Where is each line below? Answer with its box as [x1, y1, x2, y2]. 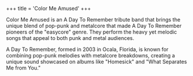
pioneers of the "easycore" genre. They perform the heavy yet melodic [6, 28, 177, 35]
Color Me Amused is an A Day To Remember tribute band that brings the [6, 16, 181, 23]
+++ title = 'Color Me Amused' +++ [6, 5, 91, 12]
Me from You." [6, 64, 41, 71]
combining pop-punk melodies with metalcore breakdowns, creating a [6, 52, 175, 59]
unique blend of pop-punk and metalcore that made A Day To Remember [6, 23, 182, 29]
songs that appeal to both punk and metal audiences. [6, 35, 135, 41]
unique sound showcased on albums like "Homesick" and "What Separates [6, 58, 187, 65]
